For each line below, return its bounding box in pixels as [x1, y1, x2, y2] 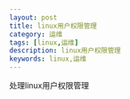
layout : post [9, 12, 58, 22]
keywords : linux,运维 [9, 54, 87, 63]
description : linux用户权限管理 [9, 46, 122, 55]
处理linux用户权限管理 [9, 80, 89, 90]
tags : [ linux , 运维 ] [9, 37, 79, 47]
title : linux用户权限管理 [9, 21, 98, 30]
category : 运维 [9, 29, 63, 38]
